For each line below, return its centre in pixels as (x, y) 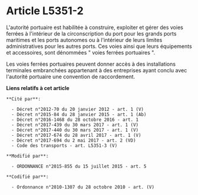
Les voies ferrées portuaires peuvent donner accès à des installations (91, 64)
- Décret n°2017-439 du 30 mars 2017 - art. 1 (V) (75, 125)
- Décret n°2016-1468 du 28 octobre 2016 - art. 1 (75, 120)
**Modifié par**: (27, 156)
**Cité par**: (24, 99)
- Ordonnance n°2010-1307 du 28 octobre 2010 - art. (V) (83, 187)
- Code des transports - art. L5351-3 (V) (64, 146)
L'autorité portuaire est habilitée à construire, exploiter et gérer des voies (95, 27)
